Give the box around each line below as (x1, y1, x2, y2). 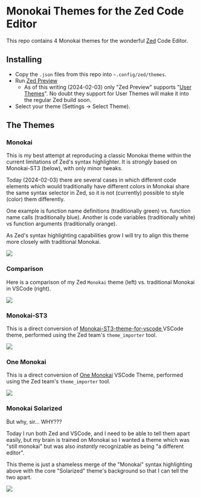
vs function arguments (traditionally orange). (6, 220, 118, 228)
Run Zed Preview (14, 77, 58, 84)
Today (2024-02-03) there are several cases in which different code (6, 176, 177, 184)
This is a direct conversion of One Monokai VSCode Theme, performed (6, 371, 183, 378)
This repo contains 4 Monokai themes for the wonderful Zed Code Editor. (6, 37, 188, 44)
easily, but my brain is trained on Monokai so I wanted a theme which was (6, 436, 190, 443)
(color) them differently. (6, 196, 65, 203)
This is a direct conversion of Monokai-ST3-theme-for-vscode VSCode (6, 325, 184, 333)
